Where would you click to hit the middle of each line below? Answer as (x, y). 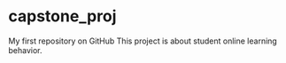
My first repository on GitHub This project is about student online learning (143, 41)
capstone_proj (62, 16)
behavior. (25, 50)
